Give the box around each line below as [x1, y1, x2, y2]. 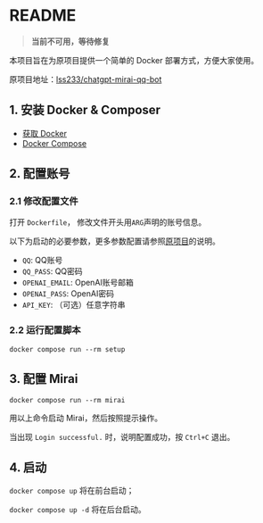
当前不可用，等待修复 [30, 36, 110, 46]
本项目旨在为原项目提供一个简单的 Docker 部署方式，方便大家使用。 [9, 54, 259, 65]
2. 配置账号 [9, 166, 70, 181]
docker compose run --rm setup [9, 345, 126, 353]
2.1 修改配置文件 [9, 195, 78, 208]
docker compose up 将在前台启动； [9, 486, 135, 496]
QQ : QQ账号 [21, 255, 63, 266]
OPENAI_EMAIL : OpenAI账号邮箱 [21, 278, 134, 288]
